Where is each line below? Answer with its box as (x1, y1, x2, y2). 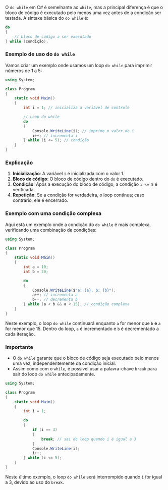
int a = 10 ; (23, 264, 49, 269)
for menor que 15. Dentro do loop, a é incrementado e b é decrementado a (5, 325, 159, 332)
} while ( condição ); (5, 39, 49, 44)
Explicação (5, 159, 33, 166)
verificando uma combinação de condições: (5, 227, 97, 233)
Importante (5, 343, 34, 350)
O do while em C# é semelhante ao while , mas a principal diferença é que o (5, 5, 163, 10)
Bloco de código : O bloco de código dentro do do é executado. (12, 176, 144, 182)
